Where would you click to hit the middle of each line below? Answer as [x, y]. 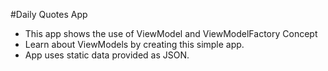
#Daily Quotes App [49, 14]
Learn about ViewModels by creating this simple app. [134, 44]
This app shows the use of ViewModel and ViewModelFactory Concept [171, 33]
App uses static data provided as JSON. [107, 55]
